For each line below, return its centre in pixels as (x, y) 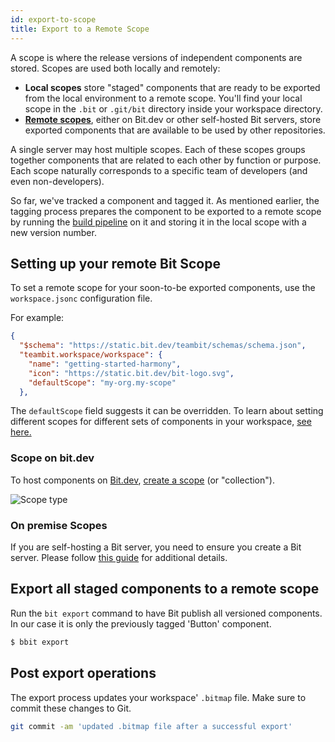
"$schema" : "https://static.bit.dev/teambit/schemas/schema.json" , (163, 346)
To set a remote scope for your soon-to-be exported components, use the (163, 288)
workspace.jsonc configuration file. (81, 298)
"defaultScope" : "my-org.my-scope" (102, 382)
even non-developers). (57, 181)
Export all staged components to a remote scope (165, 589)
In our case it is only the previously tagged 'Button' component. (141, 623)
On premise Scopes (59, 525)
